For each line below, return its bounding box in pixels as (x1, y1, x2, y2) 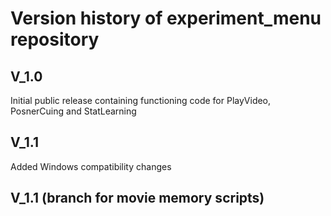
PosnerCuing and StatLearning (10, 105, 137, 117)
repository (10, 28, 100, 51)
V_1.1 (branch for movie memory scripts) (10, 190, 265, 207)
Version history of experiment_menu (10, 7, 322, 30)
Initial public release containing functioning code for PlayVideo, (10, 95, 272, 106)
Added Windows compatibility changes (10, 160, 172, 172)
